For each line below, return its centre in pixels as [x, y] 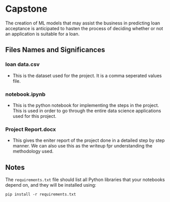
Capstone [26, 9]
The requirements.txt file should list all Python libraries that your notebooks [85, 180]
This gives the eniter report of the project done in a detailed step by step [89, 140]
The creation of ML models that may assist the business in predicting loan [83, 23]
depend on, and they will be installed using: [51, 185]
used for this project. [35, 116]
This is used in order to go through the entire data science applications [87, 111]
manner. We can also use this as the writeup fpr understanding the [82, 146]
